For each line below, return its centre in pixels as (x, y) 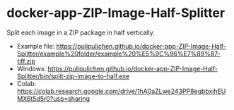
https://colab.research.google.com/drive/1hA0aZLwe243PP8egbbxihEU (121, 91)
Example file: (36, 46)
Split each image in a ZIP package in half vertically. (81, 32)
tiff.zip (26, 61)
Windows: (31, 68)
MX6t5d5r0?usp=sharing (53, 98)
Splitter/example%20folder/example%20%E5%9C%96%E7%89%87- (119, 54)
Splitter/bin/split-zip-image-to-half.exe (73, 76)
